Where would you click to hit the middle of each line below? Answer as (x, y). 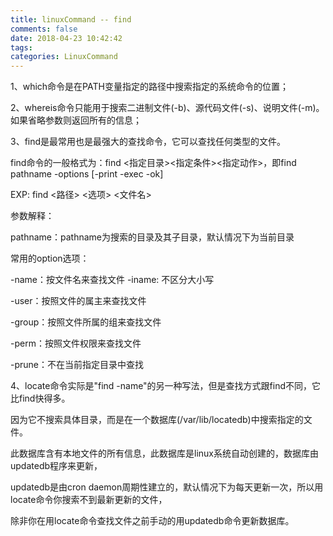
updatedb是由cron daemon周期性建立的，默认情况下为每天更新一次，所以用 (167, 487)
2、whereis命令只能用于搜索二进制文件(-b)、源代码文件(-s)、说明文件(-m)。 (167, 108)
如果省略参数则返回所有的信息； (76, 120)
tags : (21, 47)
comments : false (44, 29)
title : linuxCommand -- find (71, 19)
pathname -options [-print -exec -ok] (87, 174)
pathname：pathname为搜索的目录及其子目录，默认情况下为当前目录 (152, 237)
